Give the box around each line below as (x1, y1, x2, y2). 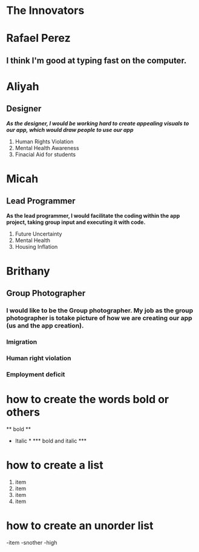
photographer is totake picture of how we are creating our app (6, 314, 192, 323)
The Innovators (6, 4, 85, 18)
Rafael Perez (6, 31, 71, 45)
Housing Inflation (15, 243, 58, 250)
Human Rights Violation (15, 137, 74, 145)
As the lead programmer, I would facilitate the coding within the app (6, 212, 180, 219)
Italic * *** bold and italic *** (15, 437, 87, 444)
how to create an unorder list (6, 519, 154, 533)
